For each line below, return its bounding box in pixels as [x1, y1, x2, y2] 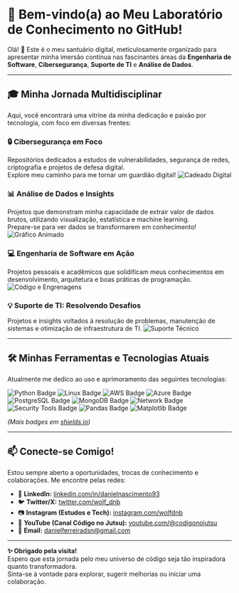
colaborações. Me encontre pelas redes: [7, 476, 126, 484]
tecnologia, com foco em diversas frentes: [7, 118, 132, 127]
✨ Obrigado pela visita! [7, 546, 77, 555]
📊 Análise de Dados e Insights [7, 189, 115, 199]
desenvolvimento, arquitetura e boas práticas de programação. [7, 275, 192, 283]
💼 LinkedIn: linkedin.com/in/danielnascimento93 [17, 489, 160, 498]
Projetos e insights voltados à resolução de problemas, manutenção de [7, 316, 216, 325]
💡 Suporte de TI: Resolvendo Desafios [7, 300, 142, 310]
